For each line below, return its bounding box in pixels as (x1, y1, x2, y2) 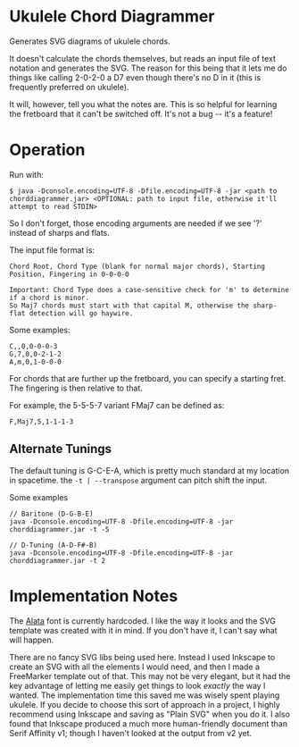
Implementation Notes (9, 585, 179, 606)
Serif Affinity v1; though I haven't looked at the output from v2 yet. (9, 727, 253, 738)
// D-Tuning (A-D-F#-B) (9, 541, 98, 550)
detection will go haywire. (29, 308, 134, 318)
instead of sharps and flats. (9, 227, 110, 238)
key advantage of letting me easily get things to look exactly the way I (9, 680, 266, 691)
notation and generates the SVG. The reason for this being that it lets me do (9, 63, 287, 73)
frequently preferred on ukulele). (9, 81, 129, 92)
